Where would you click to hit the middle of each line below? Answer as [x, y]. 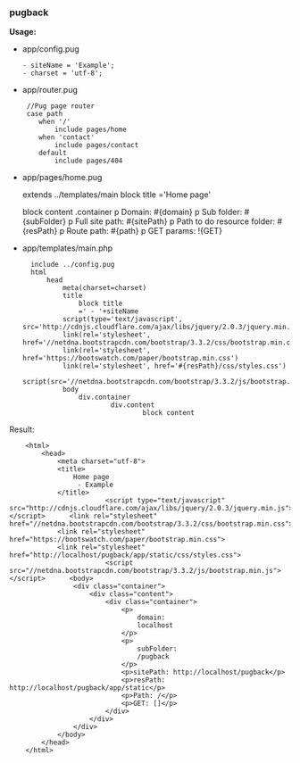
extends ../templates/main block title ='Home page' [117, 195]
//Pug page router [61, 106]
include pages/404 [89, 161]
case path [45, 114]
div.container [105, 398]
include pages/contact [97, 145]
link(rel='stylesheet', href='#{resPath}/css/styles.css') [175, 366]
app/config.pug [51, 49]
